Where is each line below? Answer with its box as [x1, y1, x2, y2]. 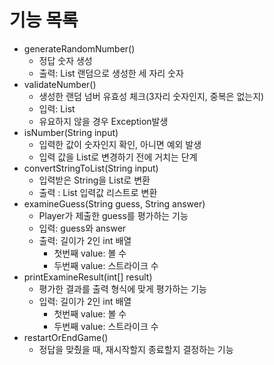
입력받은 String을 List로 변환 [38, 174, 151, 186]
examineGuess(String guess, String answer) [23, 197, 206, 210]
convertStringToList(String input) [23, 162, 159, 174]
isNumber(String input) [23, 126, 119, 138]
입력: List [38, 102, 76, 115]
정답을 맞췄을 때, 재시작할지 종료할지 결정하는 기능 [38, 343, 234, 355]
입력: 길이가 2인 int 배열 [38, 295, 132, 307]
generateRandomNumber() [23, 42, 136, 55]
